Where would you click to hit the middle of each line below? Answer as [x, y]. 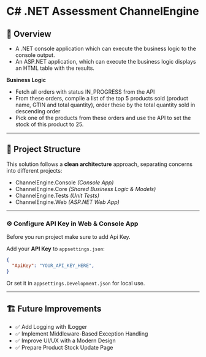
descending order [38, 111]
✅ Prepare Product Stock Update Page [64, 347]
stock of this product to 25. [49, 124]
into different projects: [34, 170]
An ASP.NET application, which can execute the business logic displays [105, 62]
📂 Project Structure [44, 149]
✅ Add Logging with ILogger [51, 326]
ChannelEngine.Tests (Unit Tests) [57, 195]
